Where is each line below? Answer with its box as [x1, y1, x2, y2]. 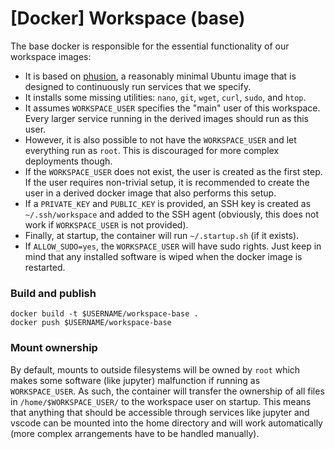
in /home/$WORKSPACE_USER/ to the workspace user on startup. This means [10, 395, 312, 407]
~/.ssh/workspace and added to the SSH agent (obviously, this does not [24, 208, 319, 220]
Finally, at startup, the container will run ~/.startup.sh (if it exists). [24, 229, 300, 241]
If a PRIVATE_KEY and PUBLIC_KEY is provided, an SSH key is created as [24, 197, 312, 209]
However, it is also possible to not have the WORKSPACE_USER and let [24, 133, 297, 146]
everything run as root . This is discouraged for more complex [24, 144, 280, 156]
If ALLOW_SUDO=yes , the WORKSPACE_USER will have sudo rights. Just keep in [24, 240, 322, 252]
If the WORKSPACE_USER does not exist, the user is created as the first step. [24, 165, 323, 177]
